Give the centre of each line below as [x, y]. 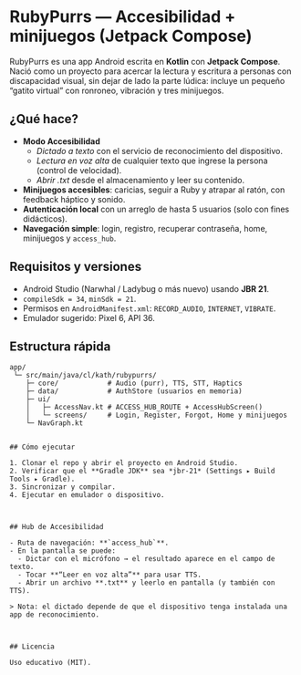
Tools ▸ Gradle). [42, 479]
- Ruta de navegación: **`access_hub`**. [89, 543]
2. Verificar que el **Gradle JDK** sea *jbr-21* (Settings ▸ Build [142, 472]
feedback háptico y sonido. [74, 199]
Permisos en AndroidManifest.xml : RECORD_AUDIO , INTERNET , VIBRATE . [149, 308]
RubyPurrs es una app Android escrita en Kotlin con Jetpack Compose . [145, 61]
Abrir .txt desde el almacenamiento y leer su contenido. [140, 180]
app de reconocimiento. [55, 615]
